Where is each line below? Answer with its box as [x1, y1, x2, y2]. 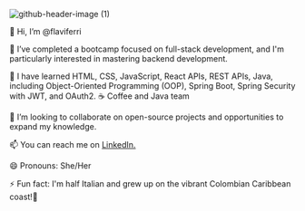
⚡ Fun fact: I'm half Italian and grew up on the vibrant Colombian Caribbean [9, 178, 291, 189]
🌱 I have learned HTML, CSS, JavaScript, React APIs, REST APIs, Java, [9, 71, 274, 82]
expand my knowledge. [9, 121, 97, 131]
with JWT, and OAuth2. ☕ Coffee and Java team [9, 91, 191, 101]
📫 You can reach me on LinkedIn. [9, 139, 136, 149]
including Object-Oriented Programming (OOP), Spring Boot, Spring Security [9, 81, 296, 91]
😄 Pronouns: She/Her [9, 160, 92, 171]
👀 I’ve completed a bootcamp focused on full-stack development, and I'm [9, 43, 284, 54]
